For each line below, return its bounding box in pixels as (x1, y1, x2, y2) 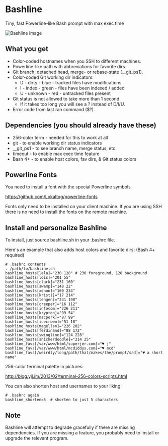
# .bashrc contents (5, 262, 46, 267)
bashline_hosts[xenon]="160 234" (5, 288, 75, 293)
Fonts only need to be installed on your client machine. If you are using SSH (5, 204, 162, 210)
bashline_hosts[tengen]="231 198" (5, 297, 78, 303)
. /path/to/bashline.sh (5, 266, 55, 271)
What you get (5, 44, 49, 54)
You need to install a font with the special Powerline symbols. (5, 184, 132, 190)
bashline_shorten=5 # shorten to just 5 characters (5, 398, 118, 403)
